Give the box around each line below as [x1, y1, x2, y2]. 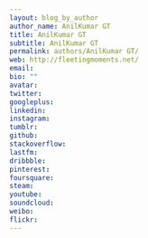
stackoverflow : [9, 139, 67, 148]
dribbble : [9, 156, 47, 166]
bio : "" [9, 72, 39, 81]
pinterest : [9, 165, 51, 174]
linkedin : [9, 106, 47, 115]
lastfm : [9, 148, 39, 157]
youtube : [9, 190, 42, 199]
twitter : [9, 89, 42, 98]
